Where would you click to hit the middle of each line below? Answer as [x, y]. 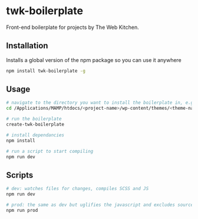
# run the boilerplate [34, 119]
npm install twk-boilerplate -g [46, 71]
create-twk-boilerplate [35, 125]
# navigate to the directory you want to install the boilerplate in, [95, 103]
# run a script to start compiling [50, 151]
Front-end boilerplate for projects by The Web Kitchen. [73, 27]
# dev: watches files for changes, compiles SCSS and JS [77, 189]
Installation [27, 46]
